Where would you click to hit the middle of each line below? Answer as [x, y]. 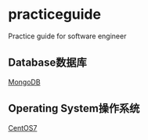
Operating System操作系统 [74, 108]
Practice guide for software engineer [67, 36]
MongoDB [24, 82]
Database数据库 [48, 63]
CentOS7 [23, 127]
